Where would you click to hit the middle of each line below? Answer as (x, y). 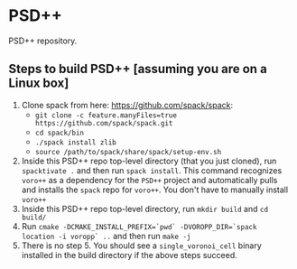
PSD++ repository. (43, 41)
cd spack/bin (60, 133)
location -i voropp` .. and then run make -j (106, 236)
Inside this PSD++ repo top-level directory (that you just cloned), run (149, 161)
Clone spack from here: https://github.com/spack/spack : (127, 105)
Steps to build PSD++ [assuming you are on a (138, 69)
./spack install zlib (75, 142)
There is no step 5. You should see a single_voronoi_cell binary (142, 246)
